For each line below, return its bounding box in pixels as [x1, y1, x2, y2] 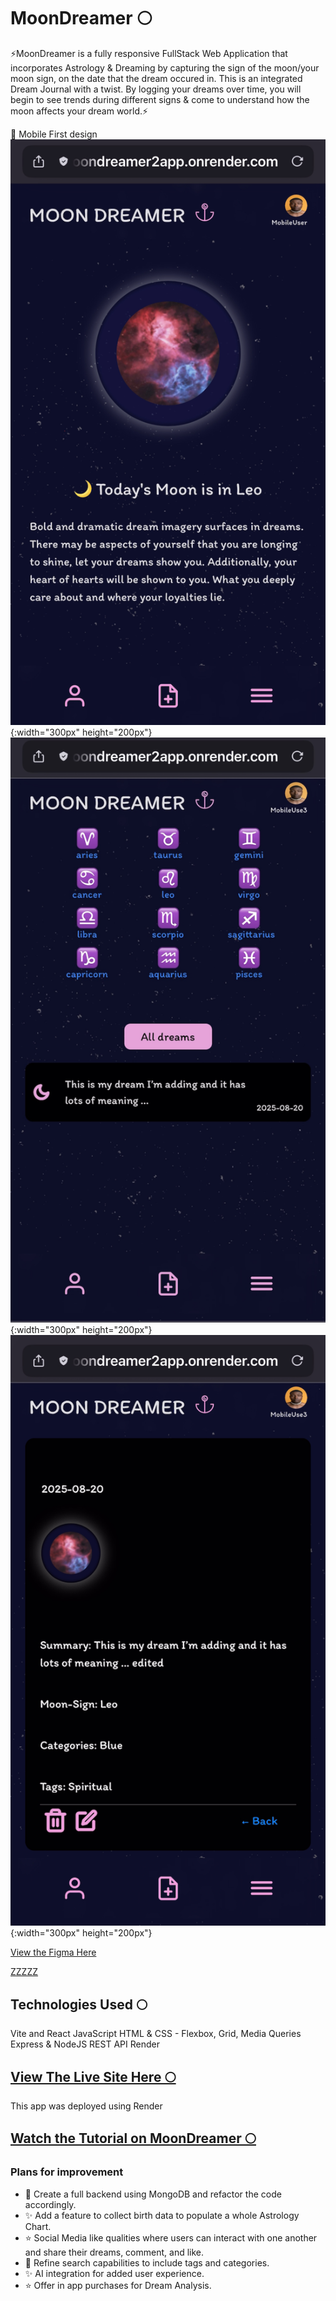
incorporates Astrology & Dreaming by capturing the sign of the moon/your [10, 61, 320, 74]
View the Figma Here [10, 1946, 97, 1959]
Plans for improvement [10, 2165, 124, 2179]
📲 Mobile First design [10, 128, 98, 140]
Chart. [24, 2220, 52, 2232]
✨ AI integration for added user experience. [24, 2267, 205, 2279]
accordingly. [24, 2198, 77, 2210]
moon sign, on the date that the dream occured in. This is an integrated [10, 72, 303, 84]
